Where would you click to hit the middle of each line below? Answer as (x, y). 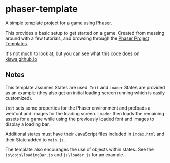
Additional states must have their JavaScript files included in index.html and (85, 134)
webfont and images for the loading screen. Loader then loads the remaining (85, 113)
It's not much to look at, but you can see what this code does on (72, 53)
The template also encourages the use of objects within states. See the (79, 149)
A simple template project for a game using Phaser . (59, 23)
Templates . (17, 43)
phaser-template (41, 9)
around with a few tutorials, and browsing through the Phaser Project (77, 38)
